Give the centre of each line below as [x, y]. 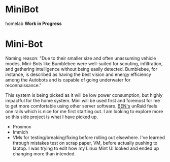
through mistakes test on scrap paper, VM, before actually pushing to [85, 143]
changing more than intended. [44, 153]
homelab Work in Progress [33, 23]
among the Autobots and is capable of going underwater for [68, 79]
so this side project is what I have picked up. [52, 117]
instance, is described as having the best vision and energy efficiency [78, 74]
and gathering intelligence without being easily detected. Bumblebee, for [81, 69]
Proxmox [22, 126]
